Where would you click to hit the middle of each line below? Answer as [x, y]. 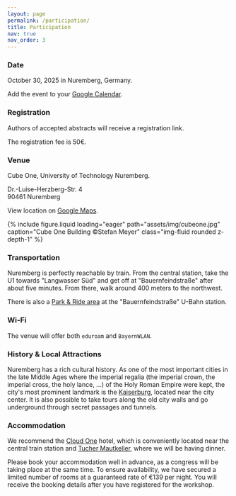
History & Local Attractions [54, 354]
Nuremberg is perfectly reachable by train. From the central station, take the [118, 273]
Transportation [34, 257]
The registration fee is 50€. [47, 142]
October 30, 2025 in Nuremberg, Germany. [70, 80]
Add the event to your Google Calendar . [65, 94]
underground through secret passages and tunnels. [82, 407]
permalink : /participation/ [49, 21]
